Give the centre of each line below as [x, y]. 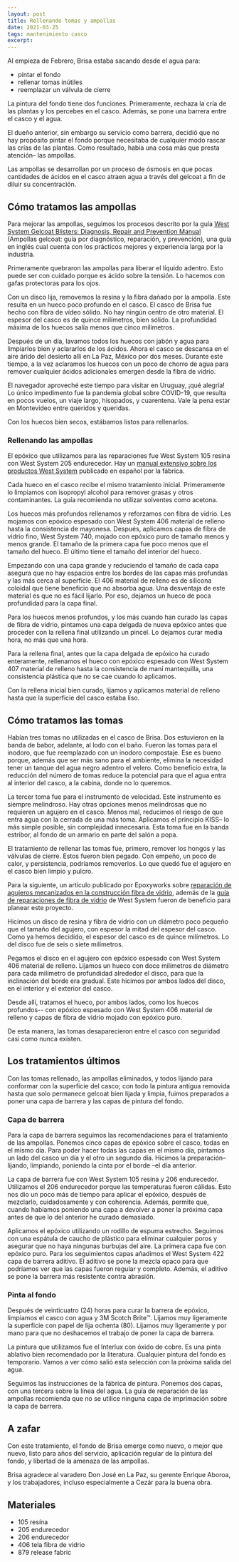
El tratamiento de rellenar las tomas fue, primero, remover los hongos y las [117, 849]
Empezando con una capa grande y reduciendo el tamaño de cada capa [113, 566]
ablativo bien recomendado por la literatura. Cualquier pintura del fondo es [117, 1354]
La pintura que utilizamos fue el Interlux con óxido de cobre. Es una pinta [115, 1347]
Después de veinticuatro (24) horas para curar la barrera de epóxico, [108, 1310]
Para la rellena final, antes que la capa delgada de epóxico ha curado [108, 654]
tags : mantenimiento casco [47, 34]
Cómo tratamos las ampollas [72, 206]
